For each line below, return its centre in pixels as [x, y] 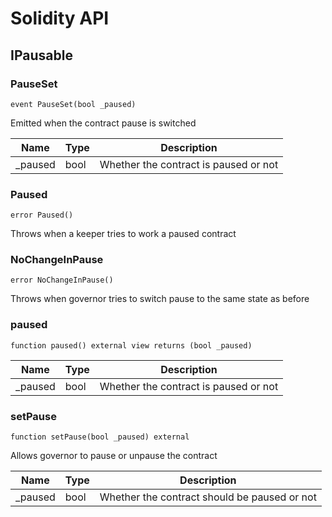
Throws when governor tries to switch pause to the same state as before [160, 299]
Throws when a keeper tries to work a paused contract [123, 234]
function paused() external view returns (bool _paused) [131, 345]
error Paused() [42, 215]
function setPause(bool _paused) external [100, 437]
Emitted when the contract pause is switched [103, 123]
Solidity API [60, 18]
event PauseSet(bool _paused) [73, 104]
